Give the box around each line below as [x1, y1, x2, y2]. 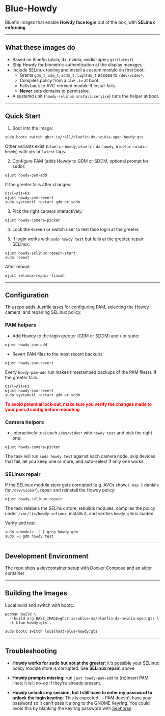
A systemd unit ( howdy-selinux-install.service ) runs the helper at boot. [12, 93, 160, 99]
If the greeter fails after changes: [5, 181, 72, 187]
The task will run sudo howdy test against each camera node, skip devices [5, 453, 156, 459]
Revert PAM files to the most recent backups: [12, 351, 104, 357]
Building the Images [5, 589, 67, 597]
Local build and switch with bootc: [5, 602, 75, 608]
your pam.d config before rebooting [5, 406, 80, 412]
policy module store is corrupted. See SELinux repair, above [12, 665, 135, 671]
